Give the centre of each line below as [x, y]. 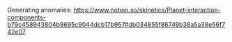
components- [27, 17]
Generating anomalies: [39, 10]
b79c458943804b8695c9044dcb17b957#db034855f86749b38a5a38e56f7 [116, 24]
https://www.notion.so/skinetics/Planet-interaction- [147, 10]
